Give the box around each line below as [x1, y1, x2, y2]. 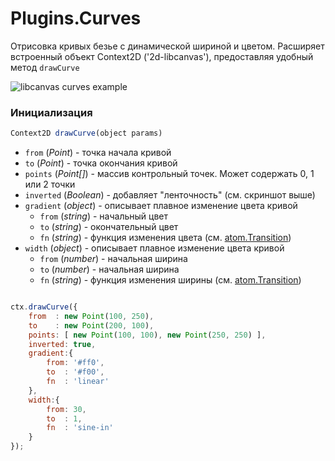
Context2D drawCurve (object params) [10, 128, 163, 139]
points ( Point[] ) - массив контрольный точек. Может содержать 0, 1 [24, 168, 315, 180]
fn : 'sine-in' [46, 423, 114, 433]
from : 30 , [46, 404, 87, 414]
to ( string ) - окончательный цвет [39, 221, 179, 233]
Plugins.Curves [10, 7, 142, 30]
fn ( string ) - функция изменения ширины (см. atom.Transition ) [39, 274, 302, 286]
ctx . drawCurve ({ [10, 302, 78, 312]
